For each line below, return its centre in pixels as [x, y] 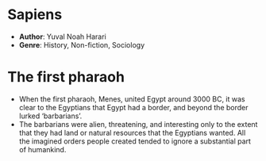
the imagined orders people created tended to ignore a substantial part [135, 141]
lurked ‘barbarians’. [50, 116]
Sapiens [35, 15]
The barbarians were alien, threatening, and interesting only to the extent [138, 124]
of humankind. [42, 149]
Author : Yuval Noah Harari [62, 36]
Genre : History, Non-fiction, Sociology [81, 44]
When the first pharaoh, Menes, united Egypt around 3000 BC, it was [132, 99]
